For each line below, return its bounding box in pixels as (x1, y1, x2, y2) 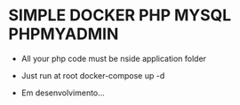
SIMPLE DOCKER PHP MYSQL (8, 5, 232, 26)
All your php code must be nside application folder (20, 53, 206, 64)
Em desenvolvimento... (20, 87, 106, 98)
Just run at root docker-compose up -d (20, 70, 165, 80)
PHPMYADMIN (8, 24, 119, 44)
